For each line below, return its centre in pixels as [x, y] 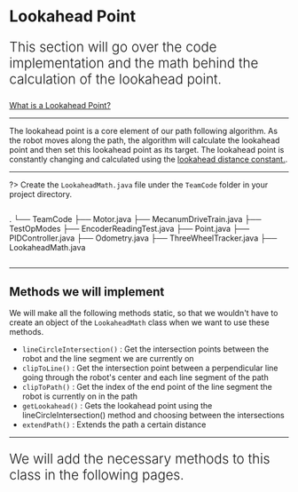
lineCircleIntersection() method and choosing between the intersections [153, 415]
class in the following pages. [97, 475]
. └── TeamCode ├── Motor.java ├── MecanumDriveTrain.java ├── [135, 219]
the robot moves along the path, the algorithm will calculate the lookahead [145, 140]
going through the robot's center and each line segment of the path [145, 377]
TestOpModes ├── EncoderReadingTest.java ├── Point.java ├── [129, 229]
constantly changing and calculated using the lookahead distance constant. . [149, 159]
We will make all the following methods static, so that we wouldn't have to [144, 313]
